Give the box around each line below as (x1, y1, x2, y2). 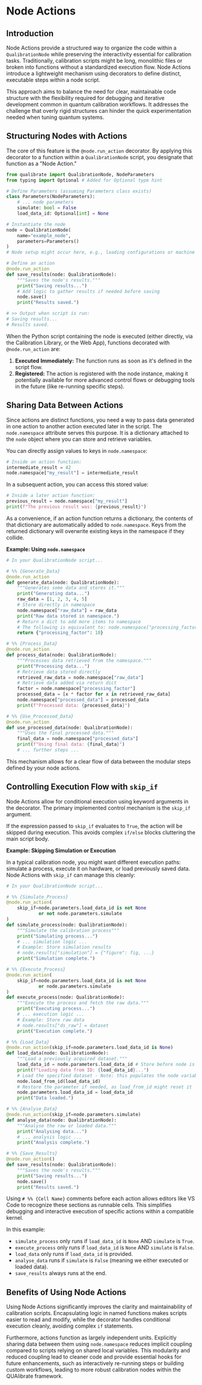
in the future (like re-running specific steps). (14, 382, 125, 390)
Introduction (6, 28, 54, 39)
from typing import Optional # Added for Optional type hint (6, 177, 163, 183)
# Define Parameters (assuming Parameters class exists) (6, 188, 152, 194)
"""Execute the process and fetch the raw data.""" (17, 1000, 149, 1006)
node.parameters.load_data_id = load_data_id (17, 1089, 133, 1095)
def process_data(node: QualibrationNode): (6, 652, 117, 658)
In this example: (6, 1226, 46, 1233)
